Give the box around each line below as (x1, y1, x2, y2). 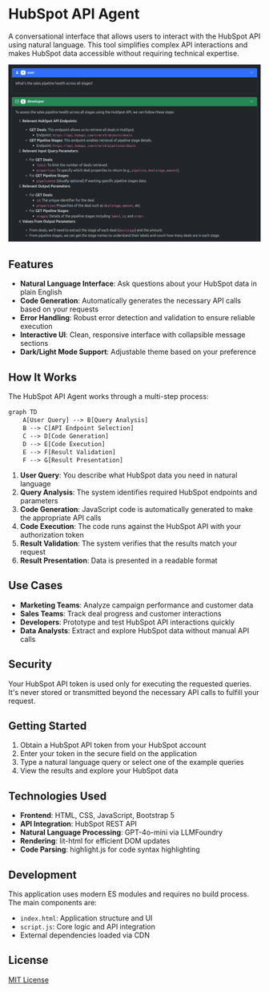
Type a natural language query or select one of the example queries (19, 758, 244, 767)
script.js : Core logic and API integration (19, 922, 156, 932)
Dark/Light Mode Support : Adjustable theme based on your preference (19, 347, 256, 357)
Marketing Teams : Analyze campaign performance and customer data (19, 600, 254, 610)
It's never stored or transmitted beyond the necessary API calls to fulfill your (8, 687, 260, 697)
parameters (19, 495, 58, 506)
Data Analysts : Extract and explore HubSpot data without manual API (19, 625, 250, 635)
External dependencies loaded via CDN (19, 930, 151, 940)
